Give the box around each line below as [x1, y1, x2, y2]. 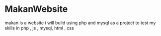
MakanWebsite [4, 3, 68, 15]
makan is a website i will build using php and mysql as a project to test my [4, 20, 156, 26]
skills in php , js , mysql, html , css [4, 25, 74, 31]
